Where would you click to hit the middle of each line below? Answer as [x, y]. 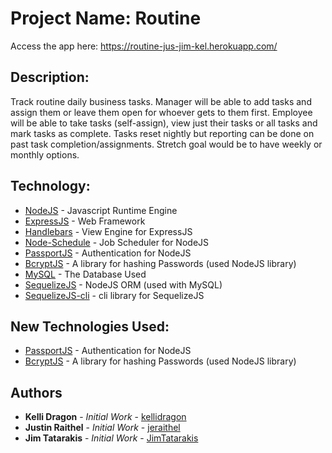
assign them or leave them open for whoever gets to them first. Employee [161, 112]
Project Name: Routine [106, 18]
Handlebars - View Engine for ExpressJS [108, 231]
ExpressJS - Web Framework [85, 221]
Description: [50, 77]
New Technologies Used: [90, 326]
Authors [36, 392]
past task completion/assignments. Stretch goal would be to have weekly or [166, 144]
